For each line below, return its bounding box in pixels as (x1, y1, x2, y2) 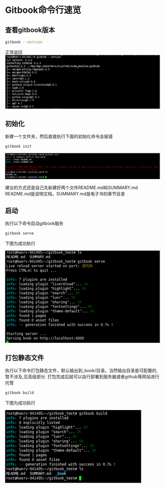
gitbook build (5, 390, 34, 395)
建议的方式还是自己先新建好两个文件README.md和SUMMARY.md (5, 185, 138, 190)
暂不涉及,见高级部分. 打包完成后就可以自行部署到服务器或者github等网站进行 (5, 374, 160, 380)
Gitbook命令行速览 (5, 4, 82, 16)
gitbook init (5, 144, 32, 149)
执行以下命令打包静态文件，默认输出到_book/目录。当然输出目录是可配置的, (5, 368, 158, 374)
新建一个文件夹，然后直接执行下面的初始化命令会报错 (5, 134, 113, 140)
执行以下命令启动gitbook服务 (5, 221, 64, 226)
